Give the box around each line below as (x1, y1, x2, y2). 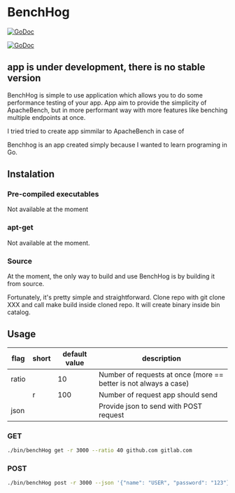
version (7, 72, 41, 84)
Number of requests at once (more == (99, 370, 224, 379)
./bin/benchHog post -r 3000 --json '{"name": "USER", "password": (7, 480, 208, 487)
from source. (7, 280, 45, 288)
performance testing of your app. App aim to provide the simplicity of (7, 98, 207, 107)
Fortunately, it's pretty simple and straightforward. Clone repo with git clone (7, 293, 226, 302)
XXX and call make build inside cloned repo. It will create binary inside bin (7, 301, 220, 309)
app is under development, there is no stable (7, 61, 206, 74)
